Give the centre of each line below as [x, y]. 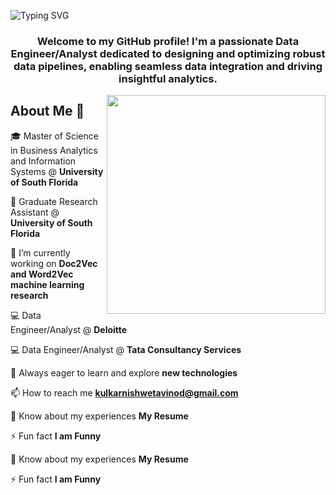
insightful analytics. [168, 78]
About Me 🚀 [47, 111]
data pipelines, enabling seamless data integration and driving [168, 66]
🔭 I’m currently [40, 252]
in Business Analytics [54, 150]
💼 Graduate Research [54, 201]
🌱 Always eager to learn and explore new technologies [124, 372]
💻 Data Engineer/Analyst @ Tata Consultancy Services [126, 349]
